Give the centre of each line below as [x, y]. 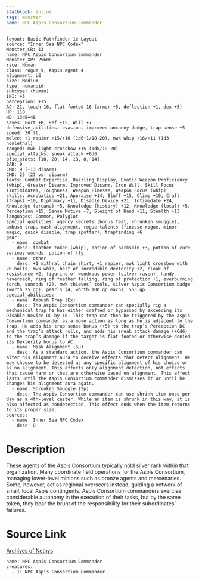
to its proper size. [32, 410]
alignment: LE [24, 76]
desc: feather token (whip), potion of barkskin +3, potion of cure [104, 248]
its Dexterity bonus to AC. [41, 342]
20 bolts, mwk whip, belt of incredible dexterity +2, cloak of [88, 269]
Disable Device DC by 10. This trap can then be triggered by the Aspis [98, 316]
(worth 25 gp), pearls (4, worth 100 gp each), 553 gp [76, 290]
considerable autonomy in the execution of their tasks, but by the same [93, 497]
